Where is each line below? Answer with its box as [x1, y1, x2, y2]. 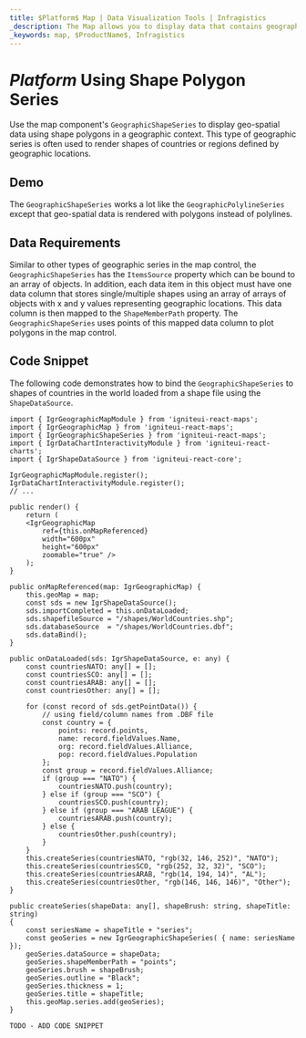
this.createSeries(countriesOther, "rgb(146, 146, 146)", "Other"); [25, 877, 291, 887]
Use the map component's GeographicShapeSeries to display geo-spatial [9, 119, 280, 130]
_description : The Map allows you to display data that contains [9, 22, 262, 31]
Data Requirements [9, 234, 121, 251]
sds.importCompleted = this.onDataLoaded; [25, 606, 189, 616]
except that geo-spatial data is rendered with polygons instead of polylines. [9, 209, 293, 220]
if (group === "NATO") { [42, 773, 137, 783]
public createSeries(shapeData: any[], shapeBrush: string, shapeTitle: [9, 901, 291, 910]
